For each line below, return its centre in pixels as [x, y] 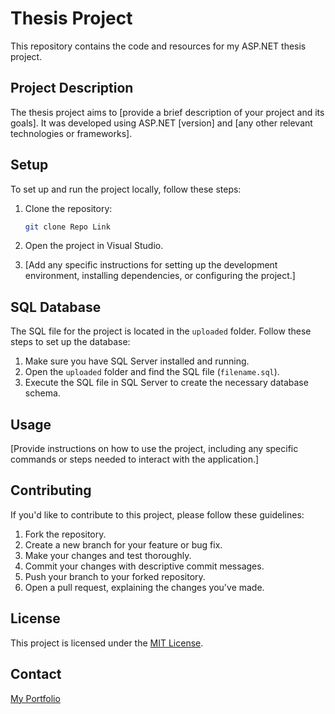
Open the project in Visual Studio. [94, 246]
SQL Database [56, 307]
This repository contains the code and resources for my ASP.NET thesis [158, 46]
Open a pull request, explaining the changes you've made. [144, 587]
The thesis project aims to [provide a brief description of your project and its [167, 112]
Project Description [72, 88]
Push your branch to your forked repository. [115, 576]
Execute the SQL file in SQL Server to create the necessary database [166, 383]
